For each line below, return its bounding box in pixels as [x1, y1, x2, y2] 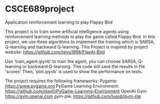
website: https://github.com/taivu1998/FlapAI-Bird [5, 49, 105, 55]
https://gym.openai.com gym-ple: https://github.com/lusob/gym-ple [5, 93, 142, 99]
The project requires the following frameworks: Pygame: [5, 78, 118, 84]
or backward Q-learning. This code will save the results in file [22, 64, 145, 69]
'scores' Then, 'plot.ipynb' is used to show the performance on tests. [5, 68, 143, 74]
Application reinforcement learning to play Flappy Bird [5, 19, 113, 25]
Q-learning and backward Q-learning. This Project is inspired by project [5, 44, 148, 50]
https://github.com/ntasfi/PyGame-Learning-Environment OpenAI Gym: [5, 88, 148, 94]
